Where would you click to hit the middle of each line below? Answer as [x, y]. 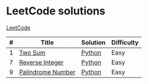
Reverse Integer [41, 62]
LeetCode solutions [56, 11]
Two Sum [32, 52]
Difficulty [125, 42]
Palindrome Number [47, 72]
